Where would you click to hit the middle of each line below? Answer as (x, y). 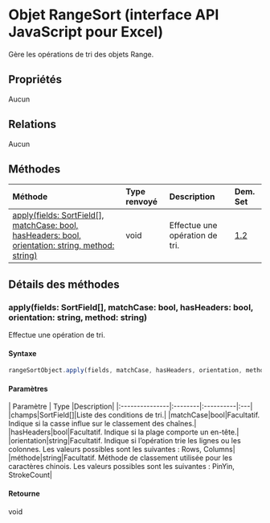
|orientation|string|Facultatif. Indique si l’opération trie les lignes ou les (125, 441)
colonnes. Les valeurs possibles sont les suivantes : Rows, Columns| (122, 450)
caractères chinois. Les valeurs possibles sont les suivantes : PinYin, (122, 467)
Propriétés (35, 79)
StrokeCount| (30, 475)
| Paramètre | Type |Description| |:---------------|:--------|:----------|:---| (131, 407)
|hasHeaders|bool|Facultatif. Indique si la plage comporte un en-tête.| (124, 432)
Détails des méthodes (64, 284)
